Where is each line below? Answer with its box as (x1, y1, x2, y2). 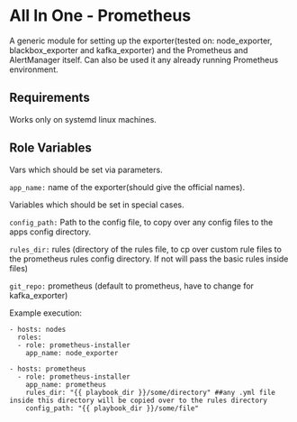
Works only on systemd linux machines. (9, 114, 157, 124)
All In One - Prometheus (9, 5, 192, 26)
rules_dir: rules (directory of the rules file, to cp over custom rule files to (9, 243, 282, 254)
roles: (17, 333, 42, 342)
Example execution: (9, 307, 83, 318)
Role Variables (9, 141, 92, 156)
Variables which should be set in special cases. (9, 199, 184, 210)
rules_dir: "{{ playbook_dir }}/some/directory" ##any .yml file (25, 388, 276, 397)
